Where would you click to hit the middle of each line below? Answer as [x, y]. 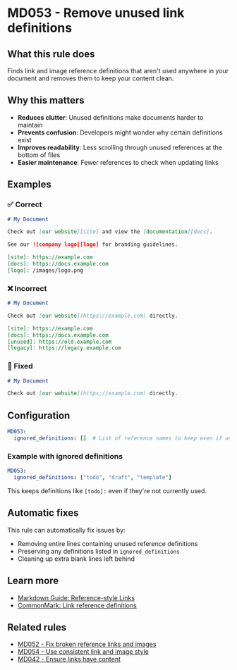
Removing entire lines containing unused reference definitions [108, 543]
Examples [29, 185]
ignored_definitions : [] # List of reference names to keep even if [118, 438]
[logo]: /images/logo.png [45, 270]
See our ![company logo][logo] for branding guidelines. [93, 244]
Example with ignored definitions [65, 456]
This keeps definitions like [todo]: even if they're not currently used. [107, 490]
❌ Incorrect [27, 288]
